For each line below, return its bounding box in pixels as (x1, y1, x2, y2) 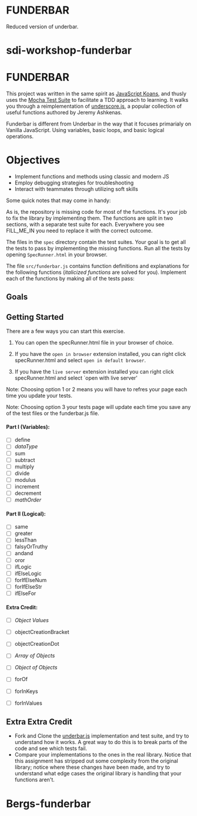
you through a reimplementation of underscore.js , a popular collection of (6, 103, 182, 110)
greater (14, 530, 33, 537)
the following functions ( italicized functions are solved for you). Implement (6, 269, 186, 276)
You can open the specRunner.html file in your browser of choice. (14, 339, 174, 346)
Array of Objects (14, 652, 55, 659)
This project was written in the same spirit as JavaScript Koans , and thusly (6, 90, 186, 97)
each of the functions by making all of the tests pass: (6, 275, 135, 282)
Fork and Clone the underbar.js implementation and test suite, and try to (14, 732, 189, 739)
